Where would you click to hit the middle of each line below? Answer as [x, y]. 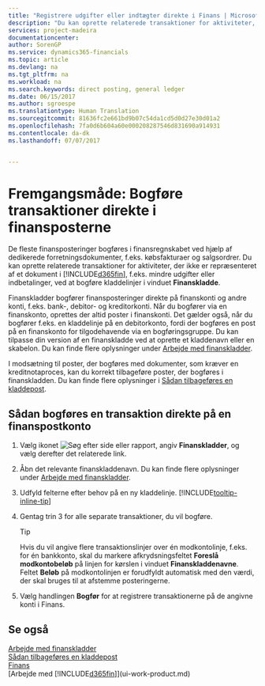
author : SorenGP [35, 45]
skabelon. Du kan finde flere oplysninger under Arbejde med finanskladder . [131, 348]
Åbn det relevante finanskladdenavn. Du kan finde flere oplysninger [129, 469]
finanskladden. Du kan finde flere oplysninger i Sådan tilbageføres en [121, 381]
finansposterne [60, 227]
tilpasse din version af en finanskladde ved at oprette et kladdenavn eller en [131, 340]
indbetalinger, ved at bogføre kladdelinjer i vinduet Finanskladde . [114, 282]
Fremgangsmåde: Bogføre [96, 193]
